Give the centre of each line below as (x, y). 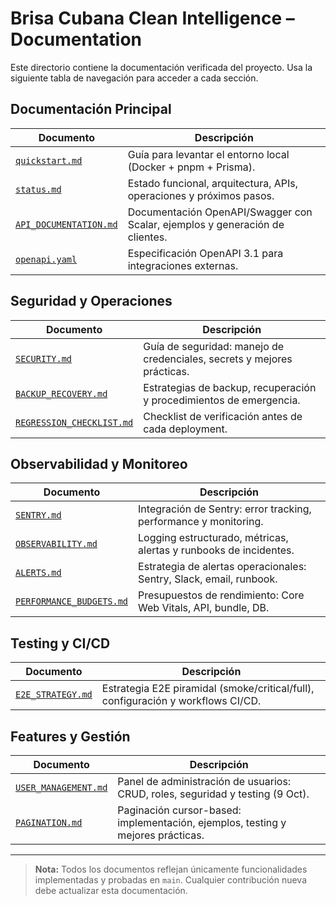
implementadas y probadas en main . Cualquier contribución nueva (171, 880)
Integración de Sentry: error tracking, (225, 509)
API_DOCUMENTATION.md (66, 224)
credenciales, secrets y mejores (218, 359)
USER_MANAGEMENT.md (61, 787)
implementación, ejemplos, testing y (202, 822)
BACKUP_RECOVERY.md (61, 393)
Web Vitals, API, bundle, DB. (204, 608)
